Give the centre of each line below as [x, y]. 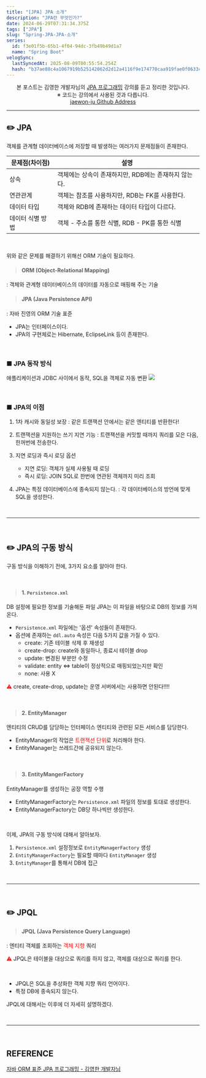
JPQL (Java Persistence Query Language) [76, 931]
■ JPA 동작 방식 [29, 364]
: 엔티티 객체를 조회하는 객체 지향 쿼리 [51, 946]
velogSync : [20, 58]
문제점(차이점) [31, 163]
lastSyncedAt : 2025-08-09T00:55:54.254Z [64, 63]
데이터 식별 [25, 218]
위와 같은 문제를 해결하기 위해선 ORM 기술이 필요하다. [71, 256]
